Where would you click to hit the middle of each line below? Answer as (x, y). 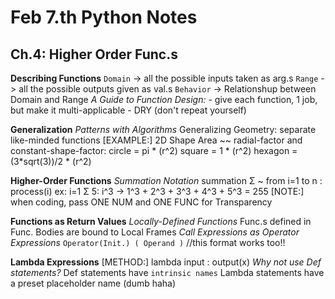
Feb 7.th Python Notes (104, 17)
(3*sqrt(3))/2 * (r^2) (51, 161)
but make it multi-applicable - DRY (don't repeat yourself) (128, 110)
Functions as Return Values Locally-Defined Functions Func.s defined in (161, 221)
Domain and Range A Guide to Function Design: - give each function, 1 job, (164, 99)
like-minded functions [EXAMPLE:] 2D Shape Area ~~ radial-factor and (156, 140)
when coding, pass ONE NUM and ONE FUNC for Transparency (141, 202)
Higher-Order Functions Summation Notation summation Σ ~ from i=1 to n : (166, 180)
